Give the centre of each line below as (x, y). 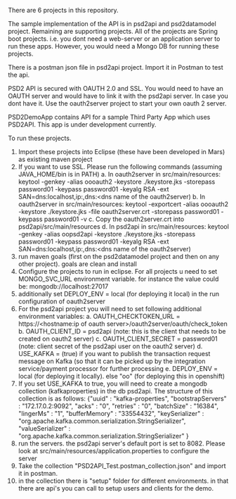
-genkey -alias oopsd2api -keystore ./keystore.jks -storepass (107, 234)
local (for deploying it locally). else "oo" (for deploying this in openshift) (122, 376)
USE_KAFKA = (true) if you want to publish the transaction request (114, 354)
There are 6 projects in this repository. (63, 10)
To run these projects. (40, 138)
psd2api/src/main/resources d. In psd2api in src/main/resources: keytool (123, 227)
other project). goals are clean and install (78, 264)
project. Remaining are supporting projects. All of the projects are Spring (113, 31)
